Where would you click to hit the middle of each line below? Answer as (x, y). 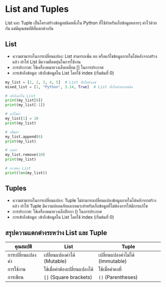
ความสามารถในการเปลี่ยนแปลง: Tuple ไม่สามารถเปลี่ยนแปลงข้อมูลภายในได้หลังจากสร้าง (84, 200)
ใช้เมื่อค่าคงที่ (110, 269)
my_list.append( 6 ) (24, 137)
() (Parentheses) (118, 277)
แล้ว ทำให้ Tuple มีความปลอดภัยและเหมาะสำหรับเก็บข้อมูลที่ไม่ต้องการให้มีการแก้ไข (80, 206)
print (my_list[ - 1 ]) (25, 105)
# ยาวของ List (18, 168)
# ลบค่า (11, 150)
